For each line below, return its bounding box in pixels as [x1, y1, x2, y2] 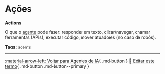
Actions [5, 20, 22, 25]
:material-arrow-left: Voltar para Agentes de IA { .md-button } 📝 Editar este [5, 58, 155, 64]
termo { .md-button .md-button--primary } [5, 63, 89, 69]
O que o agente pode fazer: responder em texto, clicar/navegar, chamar [5, 29, 151, 35]
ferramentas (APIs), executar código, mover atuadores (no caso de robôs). [5, 34, 156, 40]
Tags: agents [5, 44, 31, 49]
